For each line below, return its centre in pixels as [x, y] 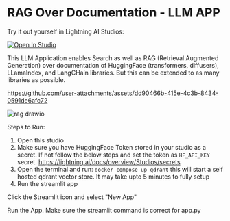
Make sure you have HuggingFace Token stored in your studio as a [112, 147]
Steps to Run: [26, 127]
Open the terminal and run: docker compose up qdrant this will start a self [120, 169]
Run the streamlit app [47, 183]
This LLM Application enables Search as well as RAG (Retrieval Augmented [113, 58]
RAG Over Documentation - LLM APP [114, 13]
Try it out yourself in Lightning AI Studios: [66, 31]
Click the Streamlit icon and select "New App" [72, 197]
